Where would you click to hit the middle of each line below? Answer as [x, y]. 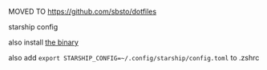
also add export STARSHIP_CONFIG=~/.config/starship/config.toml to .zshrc [134, 58]
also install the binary [43, 42]
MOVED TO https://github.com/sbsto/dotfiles [83, 12]
